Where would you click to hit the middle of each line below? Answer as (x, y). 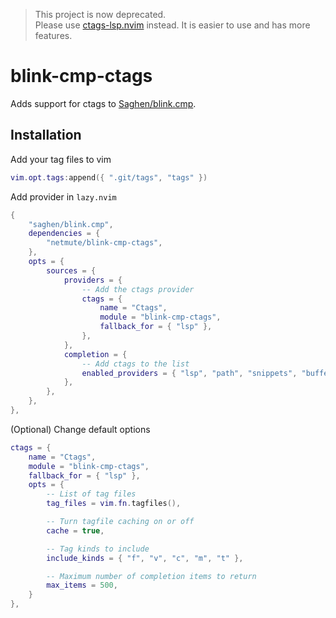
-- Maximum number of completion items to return (151, 576)
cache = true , (75, 530)
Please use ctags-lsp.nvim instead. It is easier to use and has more (172, 25)
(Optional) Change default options (80, 429)
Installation (46, 135)
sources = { (71, 270)
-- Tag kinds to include (98, 549)
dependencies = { (64, 234)
